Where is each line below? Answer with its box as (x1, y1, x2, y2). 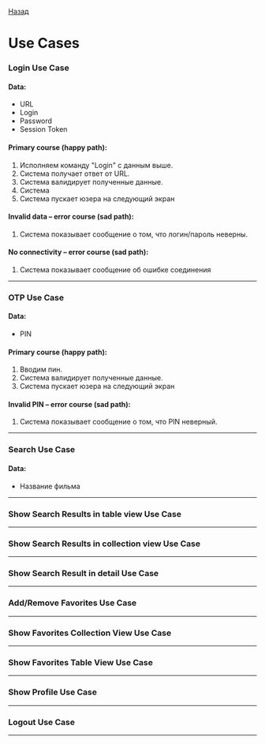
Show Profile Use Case (8, 686, 97, 697)
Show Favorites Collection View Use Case (8, 627, 172, 638)
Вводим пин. (19, 365, 63, 374)
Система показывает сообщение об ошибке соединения (19, 264, 211, 275)
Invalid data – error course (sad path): (8, 212, 134, 222)
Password (19, 116, 53, 125)
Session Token (19, 125, 68, 134)
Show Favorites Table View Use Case (8, 656, 154, 667)
